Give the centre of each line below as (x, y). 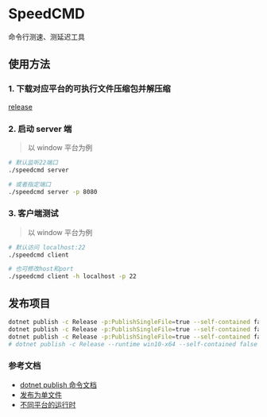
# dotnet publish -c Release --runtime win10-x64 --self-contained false (133, 344)
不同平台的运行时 (48, 404)
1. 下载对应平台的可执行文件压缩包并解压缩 (89, 89)
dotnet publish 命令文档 (58, 384)
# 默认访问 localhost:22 (47, 247)
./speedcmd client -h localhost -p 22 (72, 276)
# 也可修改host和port (41, 269)
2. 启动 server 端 (40, 129)
